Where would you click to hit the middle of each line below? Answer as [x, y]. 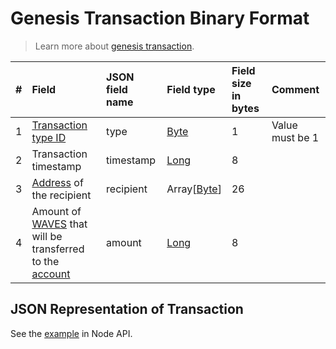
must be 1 [295, 137]
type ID [49, 137]
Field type [191, 89]
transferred [58, 249]
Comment [295, 89]
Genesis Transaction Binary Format [160, 18]
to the [45, 261]
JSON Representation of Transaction [127, 309]
